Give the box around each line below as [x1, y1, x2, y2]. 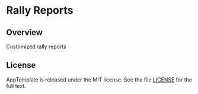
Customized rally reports [6, 43, 66, 50]
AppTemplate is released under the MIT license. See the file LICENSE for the [6, 76, 193, 83]
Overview [6, 27, 43, 37]
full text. [6, 82, 26, 89]
